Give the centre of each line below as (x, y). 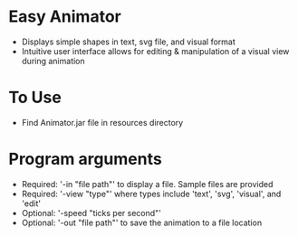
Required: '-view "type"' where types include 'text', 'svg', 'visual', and (151, 194)
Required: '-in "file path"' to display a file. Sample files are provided (147, 184)
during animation (53, 61)
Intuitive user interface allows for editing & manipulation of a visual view (155, 51)
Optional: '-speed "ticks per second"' (91, 213)
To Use (35, 98)
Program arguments (85, 159)
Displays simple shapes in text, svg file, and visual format (129, 42)
